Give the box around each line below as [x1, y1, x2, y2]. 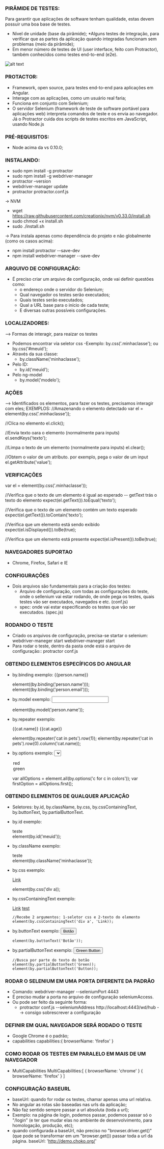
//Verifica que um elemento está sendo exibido [5, 522, 100, 528]
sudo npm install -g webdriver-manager [12, 173, 93, 179]
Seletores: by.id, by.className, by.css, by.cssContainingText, [12, 804, 137, 810]
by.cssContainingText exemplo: [12, 896, 76, 902]
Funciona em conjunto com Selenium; [12, 100, 89, 106]
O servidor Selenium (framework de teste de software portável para [12, 106, 150, 111]
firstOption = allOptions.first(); [12, 780, 73, 786]
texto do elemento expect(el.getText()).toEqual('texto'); [5, 497, 116, 503]
